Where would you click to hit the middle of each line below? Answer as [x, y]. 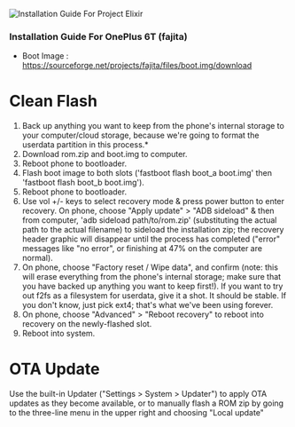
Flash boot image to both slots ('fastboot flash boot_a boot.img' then [147, 173]
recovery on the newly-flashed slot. [87, 324]
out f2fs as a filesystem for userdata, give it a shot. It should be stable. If [154, 296]
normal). [37, 258]
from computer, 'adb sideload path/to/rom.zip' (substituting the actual [149, 220]
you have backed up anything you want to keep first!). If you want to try [152, 286]
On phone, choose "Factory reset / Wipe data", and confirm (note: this [150, 267]
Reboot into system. [58, 334]
